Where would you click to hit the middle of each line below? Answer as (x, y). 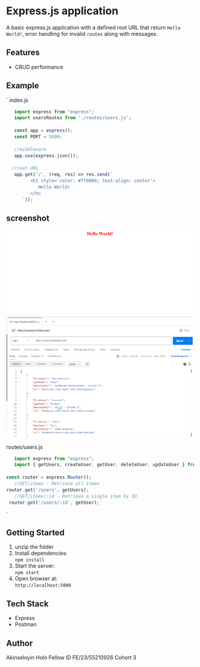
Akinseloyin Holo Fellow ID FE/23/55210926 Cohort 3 (71, 657)
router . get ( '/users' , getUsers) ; (48, 490)
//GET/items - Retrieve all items (57, 484)
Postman (26, 625)
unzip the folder (34, 547)
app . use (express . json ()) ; (46, 156)
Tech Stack (27, 604)
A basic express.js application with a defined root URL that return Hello (93, 27)
